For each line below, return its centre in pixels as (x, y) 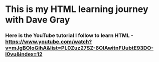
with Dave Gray (38, 20)
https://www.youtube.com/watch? (49, 42)
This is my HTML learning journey (77, 9)
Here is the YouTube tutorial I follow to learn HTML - (69, 35)
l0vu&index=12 (24, 54)
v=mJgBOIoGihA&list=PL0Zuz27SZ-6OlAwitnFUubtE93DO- (79, 48)
